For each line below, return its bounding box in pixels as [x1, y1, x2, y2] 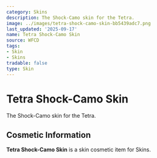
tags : [6, 43, 20, 49]
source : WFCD [6, 37, 40, 43]
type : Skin [6, 65, 34, 72]
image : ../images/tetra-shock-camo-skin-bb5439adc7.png [6, 20, 151, 26]
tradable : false [6, 60, 47, 66]
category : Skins [6, 9, 47, 15]
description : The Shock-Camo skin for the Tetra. [6, 15, 135, 21]
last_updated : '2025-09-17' [6, 26, 78, 32]
